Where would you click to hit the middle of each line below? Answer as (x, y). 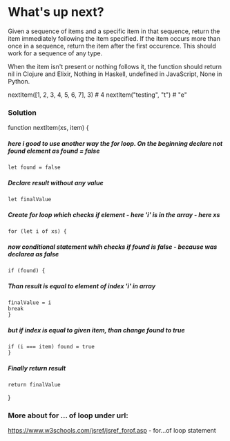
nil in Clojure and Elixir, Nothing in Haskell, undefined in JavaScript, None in (115, 74)
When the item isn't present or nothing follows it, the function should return (115, 66)
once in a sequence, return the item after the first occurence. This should (112, 46)
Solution (22, 113)
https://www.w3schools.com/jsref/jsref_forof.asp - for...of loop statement (112, 431)
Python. (19, 81)
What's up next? (56, 12)
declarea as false (33, 254)
